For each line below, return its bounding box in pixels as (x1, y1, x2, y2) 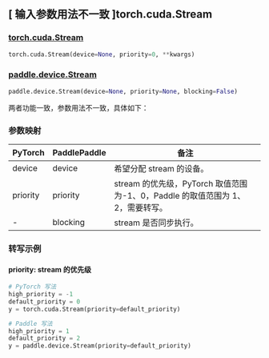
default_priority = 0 (8, 297, 81, 306)
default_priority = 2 (8, 335, 81, 343)
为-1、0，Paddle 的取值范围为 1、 (114, 191, 246, 202)
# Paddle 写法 (8, 320, 54, 328)
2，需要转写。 (114, 203, 168, 214)
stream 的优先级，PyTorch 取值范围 (114, 179, 248, 190)
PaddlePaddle (52, 147, 106, 159)
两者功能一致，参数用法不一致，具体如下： (8, 103, 149, 112)
